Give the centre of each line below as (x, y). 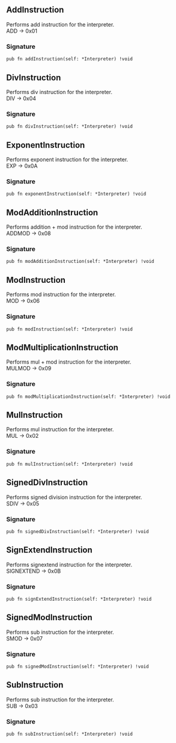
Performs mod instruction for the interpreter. (61, 294)
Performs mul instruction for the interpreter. (60, 429)
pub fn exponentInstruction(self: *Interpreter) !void (76, 194)
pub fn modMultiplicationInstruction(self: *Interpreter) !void (88, 397)
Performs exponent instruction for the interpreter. (67, 160)
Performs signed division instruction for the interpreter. (74, 497)
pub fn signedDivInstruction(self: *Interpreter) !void (77, 531)
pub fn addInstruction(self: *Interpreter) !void (70, 59)
